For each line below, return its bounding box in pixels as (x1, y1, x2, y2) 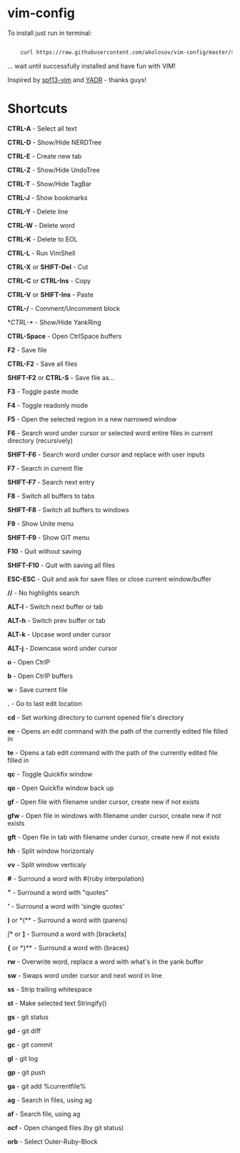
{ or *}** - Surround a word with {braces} (7, 943, 130, 952)
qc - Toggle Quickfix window (7, 769, 93, 778)
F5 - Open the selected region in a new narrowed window (7, 414, 177, 423)
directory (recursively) (7, 436, 74, 444)
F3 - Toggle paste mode (7, 387, 79, 396)
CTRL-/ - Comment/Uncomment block (7, 304, 120, 312)
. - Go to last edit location (7, 699, 82, 708)
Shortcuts (7, 101, 68, 116)
